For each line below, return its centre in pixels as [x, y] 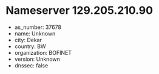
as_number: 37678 [38, 27]
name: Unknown [35, 33]
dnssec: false [31, 65]
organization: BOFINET [43, 52]
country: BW [30, 46]
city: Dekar [28, 40]
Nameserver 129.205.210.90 [79, 11]
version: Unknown [37, 59]
